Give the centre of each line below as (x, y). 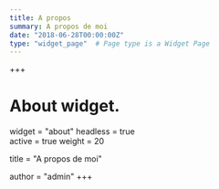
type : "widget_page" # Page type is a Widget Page (109, 43)
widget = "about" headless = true (72, 131)
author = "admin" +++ (51, 177)
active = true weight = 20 (57, 142)
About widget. (65, 106)
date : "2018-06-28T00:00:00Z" (67, 35)
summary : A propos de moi (58, 26)
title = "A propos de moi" (56, 159)
